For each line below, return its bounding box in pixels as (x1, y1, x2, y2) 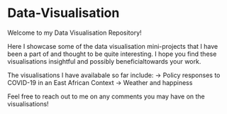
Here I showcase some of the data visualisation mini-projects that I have (7, 42, 218, 50)
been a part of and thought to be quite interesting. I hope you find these (7, 50, 217, 58)
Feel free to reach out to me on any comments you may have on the (7, 92, 206, 101)
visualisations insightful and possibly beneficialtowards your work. (7, 57, 201, 65)
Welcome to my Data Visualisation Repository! (7, 28, 142, 37)
